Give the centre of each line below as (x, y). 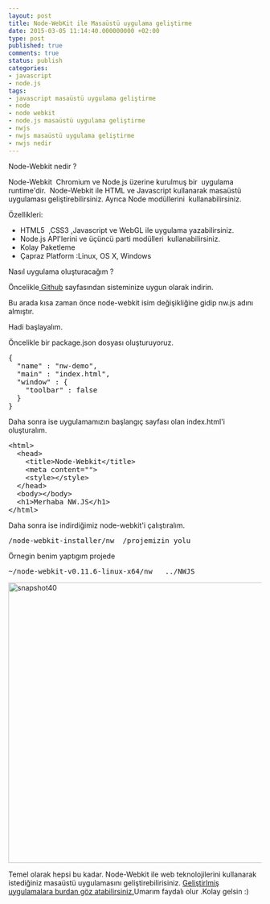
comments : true (34, 53)
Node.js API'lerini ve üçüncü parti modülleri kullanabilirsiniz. (120, 238)
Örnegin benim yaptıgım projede (62, 556)
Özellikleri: (26, 214)
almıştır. (21, 311)
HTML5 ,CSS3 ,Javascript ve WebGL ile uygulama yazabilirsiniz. (127, 230)
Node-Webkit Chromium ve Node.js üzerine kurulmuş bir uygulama (121, 181)
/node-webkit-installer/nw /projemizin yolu (100, 540)
